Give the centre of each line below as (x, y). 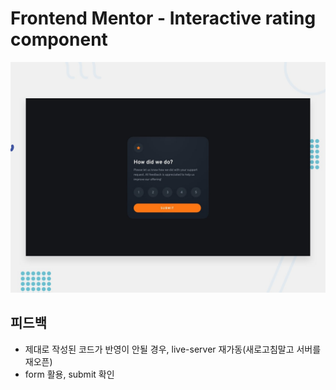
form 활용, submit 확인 (69, 374)
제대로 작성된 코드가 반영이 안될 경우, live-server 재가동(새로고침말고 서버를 (173, 349)
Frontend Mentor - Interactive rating (163, 18)
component (59, 39)
